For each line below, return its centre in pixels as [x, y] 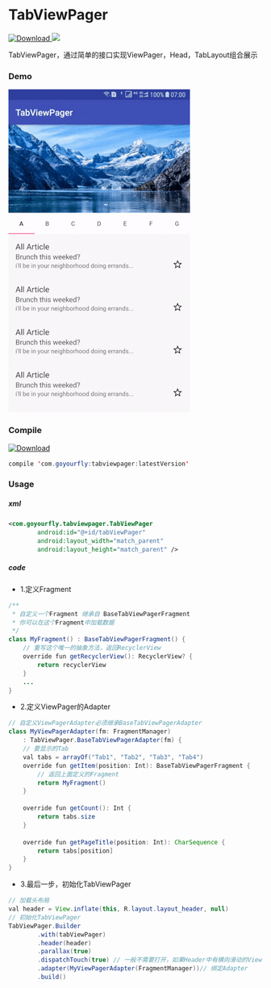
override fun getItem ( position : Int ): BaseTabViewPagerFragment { [137, 765]
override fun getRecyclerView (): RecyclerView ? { [108, 657]
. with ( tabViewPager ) [72, 934]
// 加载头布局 [29, 901]
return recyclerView [72, 665]
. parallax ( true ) [65, 952]
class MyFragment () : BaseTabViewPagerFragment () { [97, 640]
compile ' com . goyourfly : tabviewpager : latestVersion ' [99, 464]
